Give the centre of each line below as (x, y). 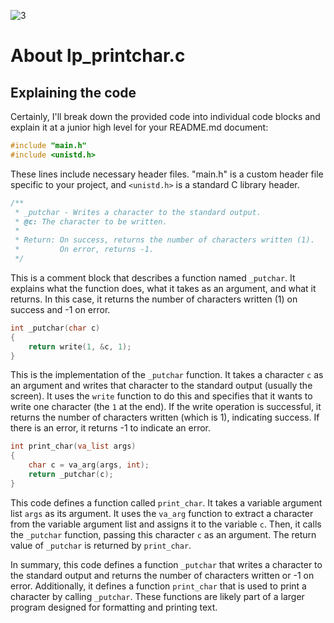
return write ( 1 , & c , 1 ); (80, 346)
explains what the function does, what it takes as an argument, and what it (163, 288)
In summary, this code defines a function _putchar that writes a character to (166, 564)
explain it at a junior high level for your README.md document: (139, 127)
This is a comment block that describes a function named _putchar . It (153, 277)
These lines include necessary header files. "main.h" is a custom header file (167, 174)
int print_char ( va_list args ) (73, 446)
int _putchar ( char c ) (55, 328)
